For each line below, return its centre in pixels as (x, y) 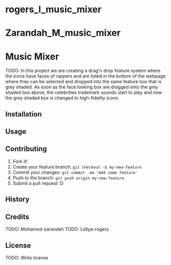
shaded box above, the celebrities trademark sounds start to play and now (84, 92)
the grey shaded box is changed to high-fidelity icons (62, 98)
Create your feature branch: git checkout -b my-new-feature (77, 167)
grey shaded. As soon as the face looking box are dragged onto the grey (82, 87)
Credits (17, 217)
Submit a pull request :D (38, 183)
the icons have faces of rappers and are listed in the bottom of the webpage (85, 76)
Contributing (26, 149)
